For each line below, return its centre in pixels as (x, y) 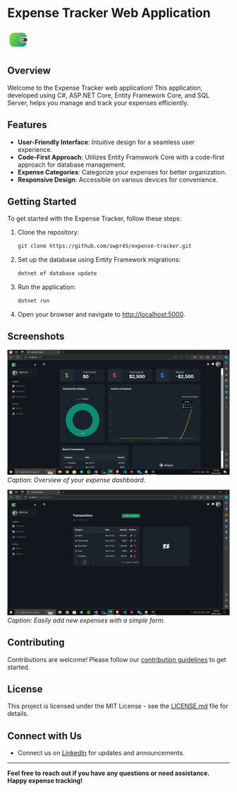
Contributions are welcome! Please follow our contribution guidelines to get (117, 659)
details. (18, 714)
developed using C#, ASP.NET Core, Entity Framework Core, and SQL (109, 95)
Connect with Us (45, 736)
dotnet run (34, 301)
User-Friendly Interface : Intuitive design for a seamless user (106, 142)
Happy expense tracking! (45, 781)
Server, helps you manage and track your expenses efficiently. (98, 102)
